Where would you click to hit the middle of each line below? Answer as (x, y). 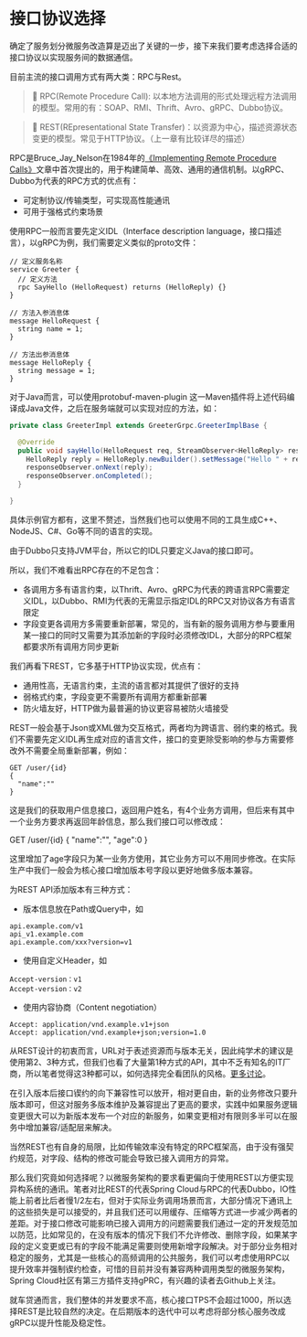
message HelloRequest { (55, 321)
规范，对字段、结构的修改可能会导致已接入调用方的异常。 (125, 1158)
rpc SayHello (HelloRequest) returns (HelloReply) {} (122, 287)
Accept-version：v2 (46, 989)
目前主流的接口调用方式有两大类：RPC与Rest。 (98, 76)
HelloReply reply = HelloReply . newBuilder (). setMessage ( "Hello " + (157, 459)
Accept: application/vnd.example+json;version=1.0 (108, 1032)
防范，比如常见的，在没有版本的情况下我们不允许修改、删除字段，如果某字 (157, 1235)
